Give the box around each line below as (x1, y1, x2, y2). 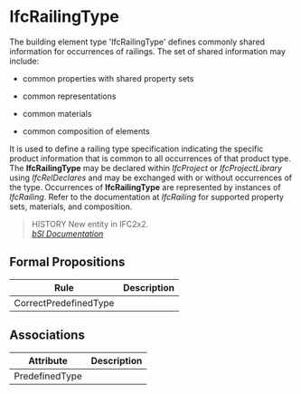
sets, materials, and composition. (9, 201, 133, 212)
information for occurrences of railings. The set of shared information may (9, 45, 287, 56)
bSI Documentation (31, 228, 104, 239)
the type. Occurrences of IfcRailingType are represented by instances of (9, 181, 282, 192)
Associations (9, 328, 86, 343)
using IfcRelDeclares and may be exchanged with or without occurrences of (9, 172, 292, 183)
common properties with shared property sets (22, 72, 194, 83)
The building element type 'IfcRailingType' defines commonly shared (9, 36, 265, 47)
